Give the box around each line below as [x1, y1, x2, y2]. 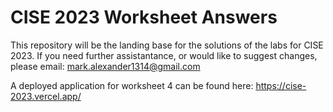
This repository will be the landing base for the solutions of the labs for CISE [10, 39, 324, 51]
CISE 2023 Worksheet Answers [10, 6, 278, 29]
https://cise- [255, 79, 307, 91]
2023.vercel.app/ [10, 90, 82, 102]
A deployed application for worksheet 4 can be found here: [10, 79, 254, 91]
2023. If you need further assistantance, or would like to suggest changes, [10, 49, 318, 61]
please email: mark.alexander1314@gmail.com [10, 60, 201, 72]
